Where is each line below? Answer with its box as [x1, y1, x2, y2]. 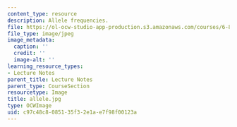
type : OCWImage [7, 102, 52, 109]
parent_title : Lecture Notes [7, 75, 93, 83]
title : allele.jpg [7, 96, 61, 103]
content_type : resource [7, 10, 78, 18]
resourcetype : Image [7, 89, 68, 96]
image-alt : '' [13, 56, 55, 64]
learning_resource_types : [7, 63, 83, 70]
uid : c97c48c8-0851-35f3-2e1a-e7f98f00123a [7, 109, 138, 116]
